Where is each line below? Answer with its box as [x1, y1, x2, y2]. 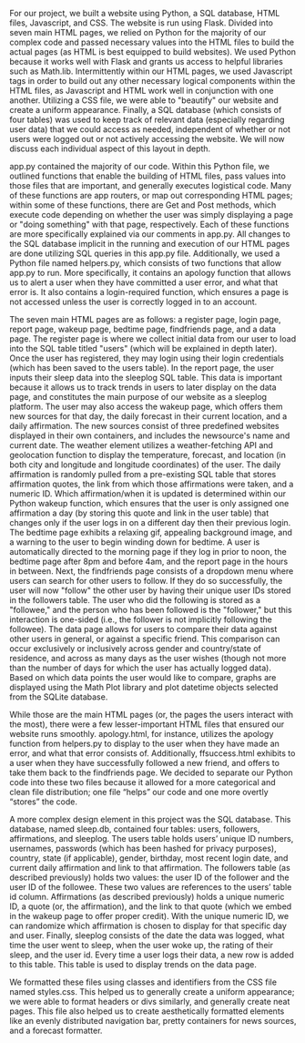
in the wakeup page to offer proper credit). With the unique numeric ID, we [9, 911, 290, 921]
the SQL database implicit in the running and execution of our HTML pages [9, 239, 290, 249]
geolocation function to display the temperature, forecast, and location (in [9, 450, 287, 460]
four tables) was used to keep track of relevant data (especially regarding [9, 114, 285, 125]
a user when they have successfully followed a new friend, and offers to [9, 758, 280, 768]
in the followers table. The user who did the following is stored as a [9, 595, 261, 605]
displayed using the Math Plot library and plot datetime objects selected [9, 682, 279, 692]
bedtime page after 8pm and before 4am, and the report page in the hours [9, 556, 289, 567]
